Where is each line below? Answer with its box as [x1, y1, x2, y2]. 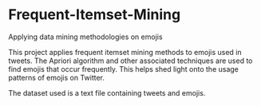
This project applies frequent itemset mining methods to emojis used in [8, 47, 242, 57]
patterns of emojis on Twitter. [8, 73, 105, 82]
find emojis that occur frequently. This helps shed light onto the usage [8, 64, 239, 73]
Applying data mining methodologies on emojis [8, 32, 163, 41]
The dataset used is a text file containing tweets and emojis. [8, 88, 206, 97]
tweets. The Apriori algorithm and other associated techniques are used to [8, 56, 253, 65]
